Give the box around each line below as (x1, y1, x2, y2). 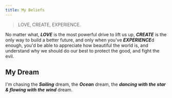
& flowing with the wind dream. (5, 87, 73, 93)
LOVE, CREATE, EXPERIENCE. (17, 21, 81, 28)
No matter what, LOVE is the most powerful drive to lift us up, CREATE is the (5, 31, 167, 37)
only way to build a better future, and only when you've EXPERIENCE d (5, 37, 155, 43)
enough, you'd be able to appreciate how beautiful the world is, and (5, 42, 149, 48)
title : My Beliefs (5, 7, 45, 13)
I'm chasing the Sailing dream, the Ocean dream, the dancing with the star (5, 81, 166, 87)
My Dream (5, 68, 40, 77)
